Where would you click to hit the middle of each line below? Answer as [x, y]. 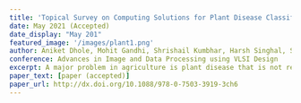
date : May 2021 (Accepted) [60, 26]
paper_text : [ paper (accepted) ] [69, 76]
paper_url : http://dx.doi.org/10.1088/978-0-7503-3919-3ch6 [124, 84]
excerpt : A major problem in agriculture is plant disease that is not [146, 68]
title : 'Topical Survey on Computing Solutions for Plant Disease [136, 17]
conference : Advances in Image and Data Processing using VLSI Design [144, 59]
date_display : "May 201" [56, 34]
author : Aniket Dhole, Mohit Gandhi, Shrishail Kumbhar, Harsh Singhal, [148, 51]
